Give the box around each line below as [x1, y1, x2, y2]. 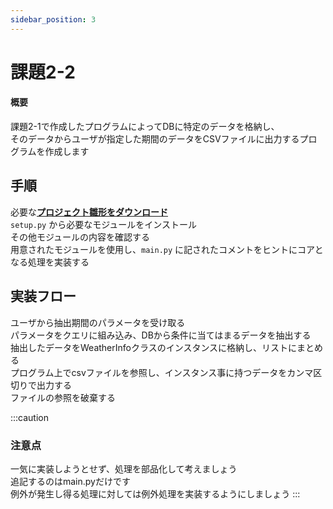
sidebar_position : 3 [10, 14, 97, 25]
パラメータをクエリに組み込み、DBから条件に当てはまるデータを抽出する [10, 329, 312, 341]
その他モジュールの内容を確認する [10, 231, 151, 243]
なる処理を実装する [10, 256, 90, 268]
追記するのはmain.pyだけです [10, 475, 131, 487]
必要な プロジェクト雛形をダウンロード [10, 206, 168, 218]
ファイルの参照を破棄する [10, 391, 116, 403]
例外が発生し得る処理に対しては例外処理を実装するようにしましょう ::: [10, 487, 301, 500]
